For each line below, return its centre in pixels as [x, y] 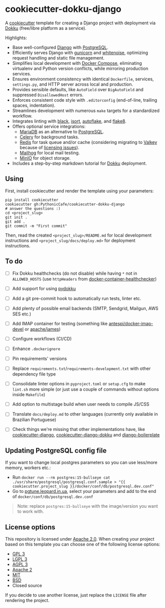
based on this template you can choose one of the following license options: [83, 544]
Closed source [27, 585]
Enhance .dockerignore [36, 349]
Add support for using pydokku [44, 288]
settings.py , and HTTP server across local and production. [73, 84]
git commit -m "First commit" [36, 226]
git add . [15, 222]
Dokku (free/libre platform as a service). [46, 28]
